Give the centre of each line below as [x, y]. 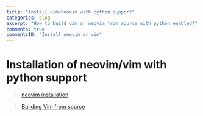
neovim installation [45, 95]
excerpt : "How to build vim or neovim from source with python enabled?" [102, 23]
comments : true [26, 29]
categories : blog [28, 18]
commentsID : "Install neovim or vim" [54, 35]
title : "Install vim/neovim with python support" [71, 12]
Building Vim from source [53, 107]
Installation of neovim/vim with [87, 65]
